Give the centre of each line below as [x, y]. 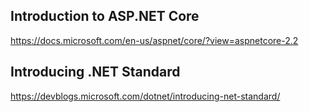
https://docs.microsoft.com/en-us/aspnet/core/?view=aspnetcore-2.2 [154, 40]
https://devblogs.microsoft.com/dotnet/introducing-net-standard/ [145, 96]
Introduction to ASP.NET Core [105, 16]
